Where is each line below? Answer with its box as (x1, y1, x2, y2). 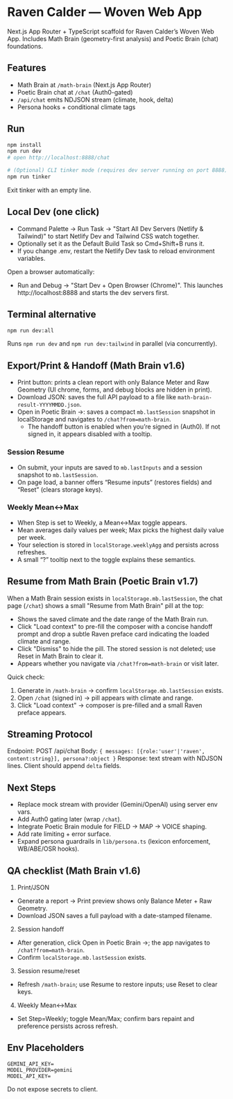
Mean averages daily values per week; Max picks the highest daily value (17, 526, 224, 534)
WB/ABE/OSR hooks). (17, 844, 80, 853)
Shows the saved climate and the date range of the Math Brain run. (17, 615, 209, 623)
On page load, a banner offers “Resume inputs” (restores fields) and (17, 478, 212, 486)
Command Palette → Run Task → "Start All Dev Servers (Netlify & (17, 224, 204, 233)
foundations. (7, 42, 44, 50)
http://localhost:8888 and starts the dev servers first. (17, 288, 169, 296)
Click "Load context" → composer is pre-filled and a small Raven (17, 700, 202, 709)
